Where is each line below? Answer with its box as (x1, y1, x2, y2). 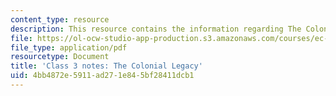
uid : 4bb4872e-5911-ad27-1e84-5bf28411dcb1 (10, 71, 195, 81)
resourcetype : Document (10, 52, 110, 62)
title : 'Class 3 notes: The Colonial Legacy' (10, 61, 203, 71)
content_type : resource (10, 14, 110, 25)
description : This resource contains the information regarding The (10, 24, 302, 34)
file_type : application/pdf (10, 42, 128, 53)
